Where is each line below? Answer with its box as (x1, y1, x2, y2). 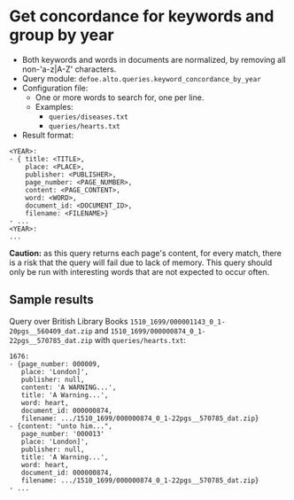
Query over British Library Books (9, 316, 128, 326)
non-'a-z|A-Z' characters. (21, 64, 117, 74)
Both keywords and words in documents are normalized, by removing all (21, 54, 286, 65)
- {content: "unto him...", (9, 421, 113, 431)
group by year (9, 25, 114, 45)
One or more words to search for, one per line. (35, 91, 205, 103)
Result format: (21, 129, 73, 140)
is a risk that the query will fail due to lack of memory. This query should (9, 257, 273, 268)
